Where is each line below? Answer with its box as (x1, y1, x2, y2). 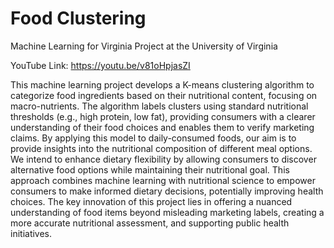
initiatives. (10, 227, 53, 239)
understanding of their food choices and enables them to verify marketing (10, 121, 315, 133)
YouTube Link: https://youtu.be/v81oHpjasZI (10, 59, 191, 71)
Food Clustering (10, 7, 147, 30)
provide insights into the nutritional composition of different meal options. (10, 142, 313, 154)
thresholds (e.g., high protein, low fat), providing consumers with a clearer (10, 110, 316, 122)
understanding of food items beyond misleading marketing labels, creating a (10, 206, 325, 218)
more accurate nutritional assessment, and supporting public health (10, 217, 290, 229)
